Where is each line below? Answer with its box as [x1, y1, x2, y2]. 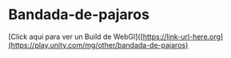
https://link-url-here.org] [142, 32, 224, 41]
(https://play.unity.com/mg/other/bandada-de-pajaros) [8, 40, 189, 49]
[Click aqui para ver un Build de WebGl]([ [8, 32, 144, 41]
